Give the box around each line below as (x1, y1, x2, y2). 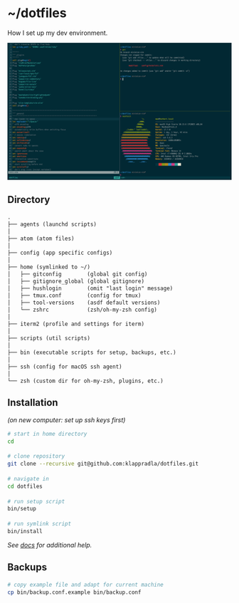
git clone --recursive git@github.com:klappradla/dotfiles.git (7, 461, 199, 468)
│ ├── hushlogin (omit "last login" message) (7, 285, 174, 292)
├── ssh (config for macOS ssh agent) (7, 363, 122, 370)
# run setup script (7, 498, 65, 505)
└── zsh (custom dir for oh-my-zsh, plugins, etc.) (7, 377, 164, 384)
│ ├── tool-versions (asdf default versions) (7, 299, 161, 306)
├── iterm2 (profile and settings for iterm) (7, 320, 144, 327)
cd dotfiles (7, 483, 43, 490)
